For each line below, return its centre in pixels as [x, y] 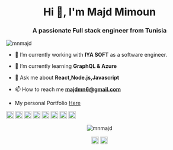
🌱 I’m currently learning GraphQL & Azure [66, 66]
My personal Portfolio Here [48, 103]
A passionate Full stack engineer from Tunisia [100, 31]
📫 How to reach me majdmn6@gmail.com [68, 89]
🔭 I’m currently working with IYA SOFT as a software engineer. [91, 55]
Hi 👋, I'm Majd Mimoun [100, 12]
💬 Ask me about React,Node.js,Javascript [67, 78]
